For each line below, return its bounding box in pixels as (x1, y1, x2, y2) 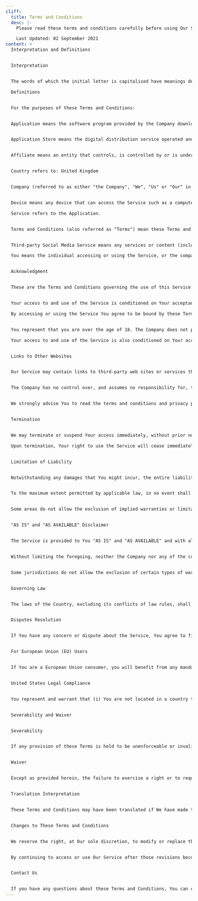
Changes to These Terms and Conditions (11, 822, 109, 828)
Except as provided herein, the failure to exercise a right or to (11, 775, 181, 781)
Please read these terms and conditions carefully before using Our (16, 25, 189, 31)
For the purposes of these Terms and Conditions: (11, 105, 135, 111)
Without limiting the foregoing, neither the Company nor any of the (11, 553, 186, 560)
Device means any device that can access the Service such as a (11, 200, 173, 205)
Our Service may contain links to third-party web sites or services (11, 369, 186, 375)
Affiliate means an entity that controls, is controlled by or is (11, 152, 178, 158)
